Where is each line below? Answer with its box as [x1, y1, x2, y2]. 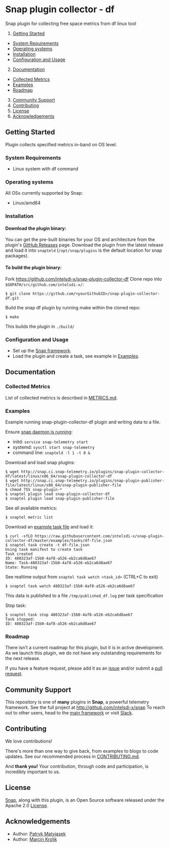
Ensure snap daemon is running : [5, 429, 73, 435]
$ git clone [5, 291, 30, 296]
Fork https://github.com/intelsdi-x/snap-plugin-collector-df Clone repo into [5, 276, 162, 282]
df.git [5, 296, 19, 301]
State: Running [5, 565, 38, 570]
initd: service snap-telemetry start [12, 438, 88, 444]
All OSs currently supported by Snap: [5, 190, 83, 196]
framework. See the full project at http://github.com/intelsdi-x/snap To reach [5, 704, 165, 710]
